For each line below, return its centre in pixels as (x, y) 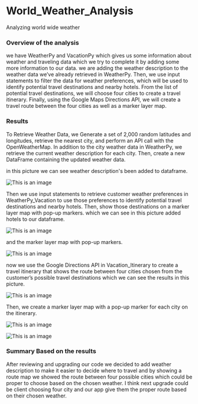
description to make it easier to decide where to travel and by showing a (94, 370)
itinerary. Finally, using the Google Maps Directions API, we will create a (93, 100)
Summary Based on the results (51, 351)
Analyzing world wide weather (43, 27)
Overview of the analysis (43, 43)
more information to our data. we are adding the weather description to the (97, 68)
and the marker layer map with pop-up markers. (64, 242)
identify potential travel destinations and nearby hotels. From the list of (92, 87)
